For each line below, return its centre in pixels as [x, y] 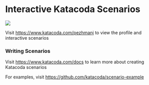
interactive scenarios [27, 38]
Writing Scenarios [28, 51]
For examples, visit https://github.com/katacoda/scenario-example [74, 77]
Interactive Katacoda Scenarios [73, 9]
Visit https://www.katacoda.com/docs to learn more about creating [75, 62]
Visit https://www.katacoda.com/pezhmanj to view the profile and [73, 32]
